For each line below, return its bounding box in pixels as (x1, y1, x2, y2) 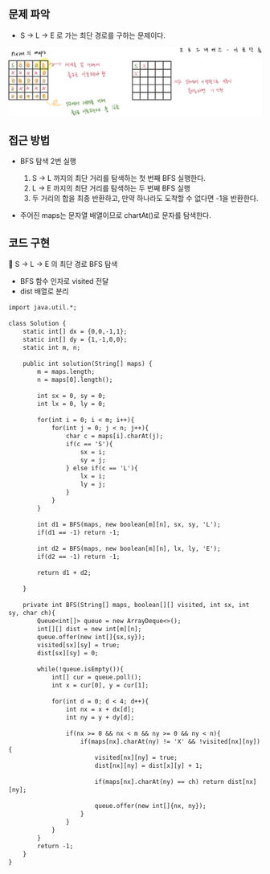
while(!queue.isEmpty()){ (37, 665, 125, 673)
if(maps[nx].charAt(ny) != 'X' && (80, 737, 196, 745)
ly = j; (80, 480, 106, 488)
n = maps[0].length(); (37, 375, 113, 384)
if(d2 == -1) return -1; (37, 552, 121, 560)
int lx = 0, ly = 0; (37, 400, 106, 408)
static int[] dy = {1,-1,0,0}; (22, 335, 128, 343)
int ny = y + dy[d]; (65, 713, 135, 721)
